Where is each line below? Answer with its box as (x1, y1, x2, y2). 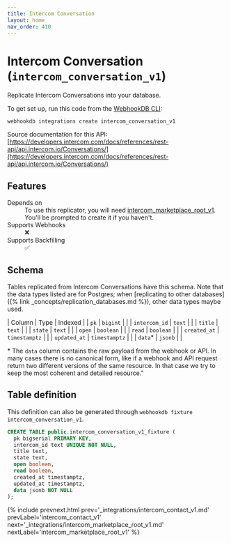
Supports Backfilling (7, 236, 65, 245)
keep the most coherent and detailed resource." (7, 369, 144, 377)
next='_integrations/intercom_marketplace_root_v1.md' (7, 521, 164, 529)
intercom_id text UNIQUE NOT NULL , (13, 441, 117, 448)
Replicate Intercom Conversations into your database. (7, 91, 161, 100)
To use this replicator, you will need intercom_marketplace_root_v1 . (24, 206, 216, 215)
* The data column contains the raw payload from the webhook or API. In (7, 346, 217, 355)
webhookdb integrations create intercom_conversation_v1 (7, 118, 176, 125)
